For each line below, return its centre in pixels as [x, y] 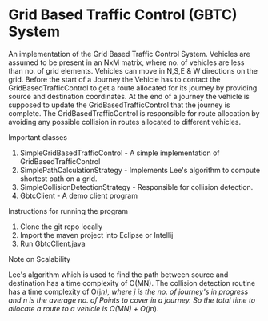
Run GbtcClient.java [52, 243]
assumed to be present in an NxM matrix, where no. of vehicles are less [126, 62]
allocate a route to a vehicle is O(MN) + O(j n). [84, 308]
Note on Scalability [39, 259]
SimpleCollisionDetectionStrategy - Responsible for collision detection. [136, 187]
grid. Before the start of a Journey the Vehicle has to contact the [115, 79]
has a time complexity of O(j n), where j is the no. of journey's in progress [128, 291]
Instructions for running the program [68, 211]
